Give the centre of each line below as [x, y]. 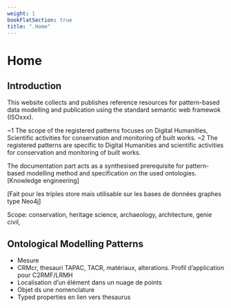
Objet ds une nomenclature [56, 290]
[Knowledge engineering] [43, 181]
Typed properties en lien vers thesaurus [74, 297]
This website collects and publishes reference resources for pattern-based [113, 103]
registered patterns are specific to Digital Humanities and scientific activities [115, 145]
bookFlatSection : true [40, 20]
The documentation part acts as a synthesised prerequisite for [96, 166]
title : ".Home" [29, 26]
